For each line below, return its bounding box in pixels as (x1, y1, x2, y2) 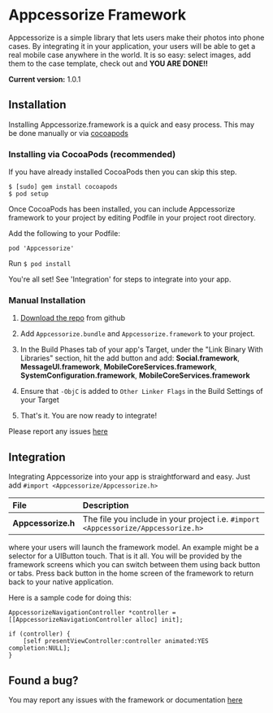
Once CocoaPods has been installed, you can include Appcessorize (8, 204, 236, 214)
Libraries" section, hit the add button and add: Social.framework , (19, 353, 240, 363)
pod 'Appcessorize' (8, 244, 75, 253)
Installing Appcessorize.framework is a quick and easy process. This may (8, 120, 254, 129)
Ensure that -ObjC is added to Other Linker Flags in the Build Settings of (19, 387, 263, 396)
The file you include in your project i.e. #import (82, 514, 260, 525)
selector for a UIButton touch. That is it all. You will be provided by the (8, 551, 242, 561)
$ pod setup (8, 190, 49, 199)
